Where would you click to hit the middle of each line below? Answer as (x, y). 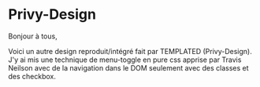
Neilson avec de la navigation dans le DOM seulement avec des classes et (129, 67)
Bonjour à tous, (33, 36)
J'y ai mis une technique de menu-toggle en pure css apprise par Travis (125, 60)
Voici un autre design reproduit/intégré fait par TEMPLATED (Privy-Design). (130, 51)
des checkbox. (32, 76)
